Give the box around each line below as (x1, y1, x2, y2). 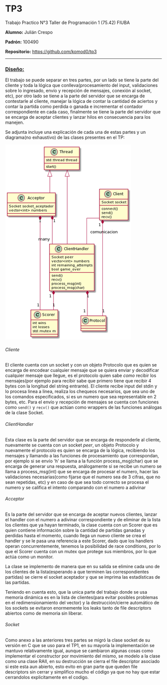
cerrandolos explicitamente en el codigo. (5, 675, 89, 681)
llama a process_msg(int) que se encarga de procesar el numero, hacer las (5, 468, 159, 474)
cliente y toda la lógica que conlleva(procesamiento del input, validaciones (5, 82, 158, 88)
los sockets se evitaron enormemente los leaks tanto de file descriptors (5, 605, 152, 611)
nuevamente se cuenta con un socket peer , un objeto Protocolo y (5, 442, 139, 448)
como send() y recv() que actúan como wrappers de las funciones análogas (5, 404, 162, 410)
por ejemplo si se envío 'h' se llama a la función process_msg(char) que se (5, 458, 158, 464)
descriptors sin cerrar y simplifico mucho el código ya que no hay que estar (5, 669, 161, 675)
